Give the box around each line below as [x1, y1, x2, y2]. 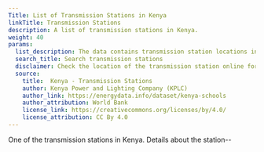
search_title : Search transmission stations [15, 56, 163, 63]
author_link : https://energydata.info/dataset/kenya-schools [22, 92, 226, 100]
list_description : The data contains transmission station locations [15, 48, 247, 56]
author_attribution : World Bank [22, 99, 128, 107]
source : [15, 70, 41, 78]
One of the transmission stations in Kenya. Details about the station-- [8, 135, 232, 144]
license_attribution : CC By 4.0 [22, 114, 128, 121]
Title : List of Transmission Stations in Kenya [8, 11, 167, 20]
